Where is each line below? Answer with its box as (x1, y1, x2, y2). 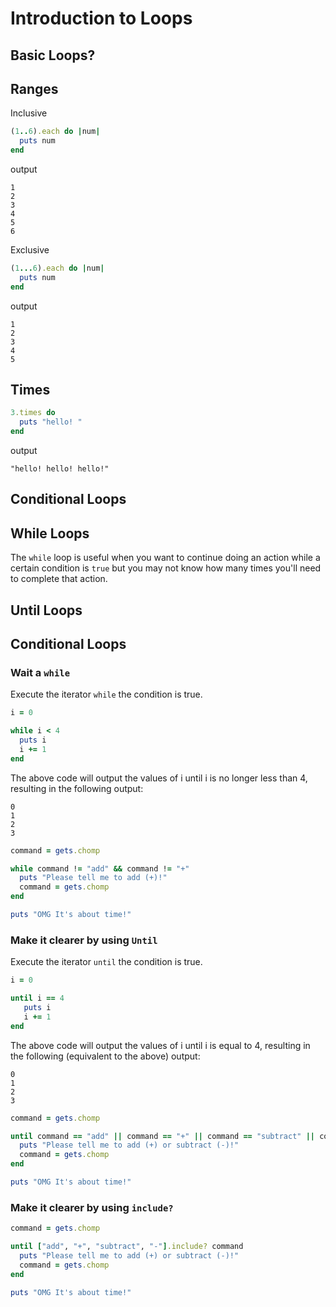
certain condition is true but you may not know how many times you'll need (10, 562, 322, 574)
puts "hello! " (19, 417, 83, 427)
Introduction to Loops (10, 7, 193, 30)
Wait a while (10, 665, 71, 679)
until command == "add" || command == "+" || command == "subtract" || (10, 1131, 315, 1141)
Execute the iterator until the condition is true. (10, 956, 203, 968)
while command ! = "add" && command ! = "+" (10, 863, 190, 874)
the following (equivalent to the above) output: (10, 1050, 201, 1062)
